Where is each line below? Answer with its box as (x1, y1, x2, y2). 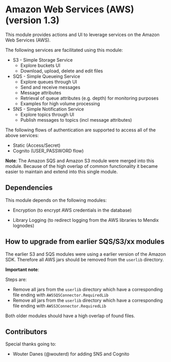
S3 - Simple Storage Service (12, 56, 73, 63)
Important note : (5, 266, 39, 273)
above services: (5, 132, 39, 138)
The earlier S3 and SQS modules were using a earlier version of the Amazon (5, 251, 166, 257)
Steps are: (5, 276, 27, 282)
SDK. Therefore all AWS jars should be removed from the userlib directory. (5, 256, 164, 262)
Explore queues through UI (20, 79, 77, 85)
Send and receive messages (20, 84, 80, 90)
